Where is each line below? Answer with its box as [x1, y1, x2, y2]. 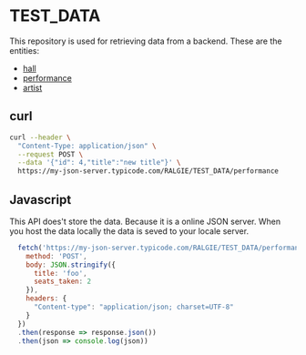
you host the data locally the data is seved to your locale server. [9, 225, 249, 237]
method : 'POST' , [25, 251, 88, 260]
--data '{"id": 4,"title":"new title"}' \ [17, 158, 181, 167]
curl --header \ [9, 133, 71, 142]
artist [22, 82, 43, 93]
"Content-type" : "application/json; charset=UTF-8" [33, 302, 234, 312]
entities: [9, 45, 39, 56]
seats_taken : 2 [33, 277, 92, 287]
